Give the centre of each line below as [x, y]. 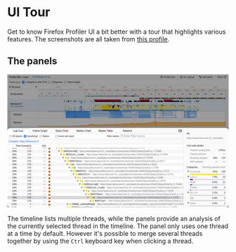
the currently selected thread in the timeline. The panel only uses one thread [118, 226]
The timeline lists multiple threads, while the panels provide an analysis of [114, 218]
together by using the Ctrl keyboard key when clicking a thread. [100, 241]
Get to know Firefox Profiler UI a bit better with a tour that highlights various [117, 32]
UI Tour [29, 12]
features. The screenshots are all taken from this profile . [88, 39]
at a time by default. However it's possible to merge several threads [105, 233]
